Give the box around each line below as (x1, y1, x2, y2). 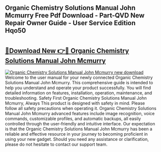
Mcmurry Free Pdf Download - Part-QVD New (5, 12, 145, 20)
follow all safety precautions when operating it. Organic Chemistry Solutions (5, 106, 157, 111)
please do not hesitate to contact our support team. (5, 141, 108, 147)
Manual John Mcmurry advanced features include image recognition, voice (5, 111, 155, 116)
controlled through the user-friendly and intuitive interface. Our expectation (5, 121, 156, 126)
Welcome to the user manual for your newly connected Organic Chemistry (5, 75, 153, 80)
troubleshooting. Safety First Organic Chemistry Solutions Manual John (5, 95, 147, 101)
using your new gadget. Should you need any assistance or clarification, (5, 137, 149, 142)
